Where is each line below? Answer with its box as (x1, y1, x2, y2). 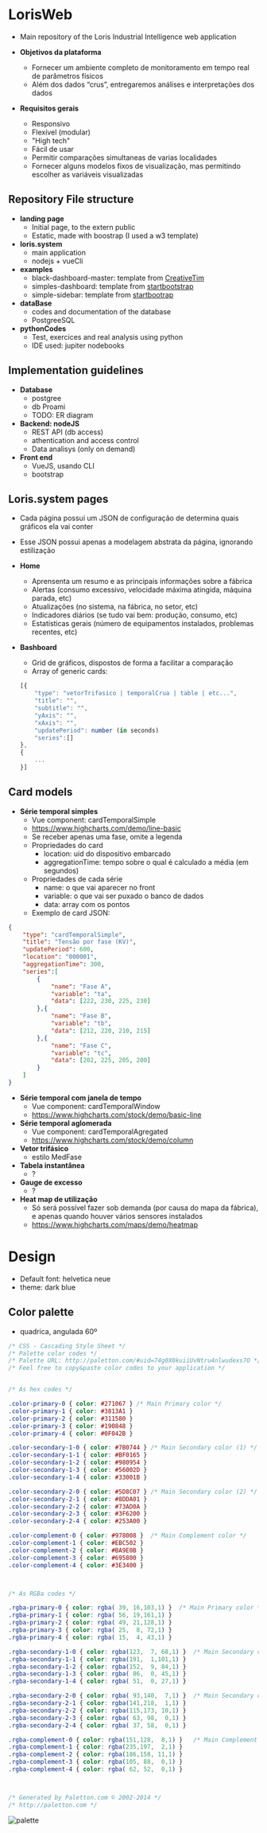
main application (31, 247, 86, 257)
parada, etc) (31, 593, 72, 603)
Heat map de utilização (19, 1194, 98, 1204)
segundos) (43, 866, 79, 875)
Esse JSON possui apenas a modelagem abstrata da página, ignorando (19, 537, 253, 547)
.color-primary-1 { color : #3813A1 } (8, 1407, 133, 1415)
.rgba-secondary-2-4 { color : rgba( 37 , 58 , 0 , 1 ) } (8, 1721, 187, 1730)
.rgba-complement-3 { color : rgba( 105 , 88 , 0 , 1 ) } (8, 1758, 183, 1766)
